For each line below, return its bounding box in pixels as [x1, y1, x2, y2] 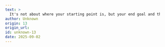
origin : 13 [5, 21, 27, 26]
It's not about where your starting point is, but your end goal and [9, 12, 155, 17]
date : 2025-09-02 [5, 35, 41, 40]
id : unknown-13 [5, 30, 36, 35]
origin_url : [5, 25, 29, 30]
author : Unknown [5, 16, 38, 21]
